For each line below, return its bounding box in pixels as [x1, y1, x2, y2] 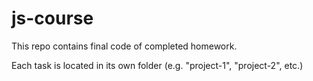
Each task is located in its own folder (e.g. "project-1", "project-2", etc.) [11, 59, 304, 71]
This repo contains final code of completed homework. [11, 40, 238, 52]
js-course [11, 7, 94, 30]
